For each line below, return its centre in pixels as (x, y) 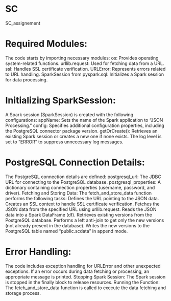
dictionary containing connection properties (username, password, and (80, 187)
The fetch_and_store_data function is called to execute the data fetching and (86, 288)
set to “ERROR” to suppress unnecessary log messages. (64, 142)
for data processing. (27, 79)
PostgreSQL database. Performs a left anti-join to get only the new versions (85, 220)
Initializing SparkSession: (61, 101)
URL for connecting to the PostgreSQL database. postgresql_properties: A (83, 182)
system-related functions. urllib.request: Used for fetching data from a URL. (85, 63)
